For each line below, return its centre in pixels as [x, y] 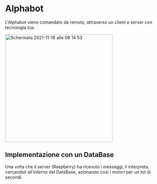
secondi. [14, 177]
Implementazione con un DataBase [60, 155]
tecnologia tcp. [20, 27]
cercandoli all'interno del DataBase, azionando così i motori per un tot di [78, 172]
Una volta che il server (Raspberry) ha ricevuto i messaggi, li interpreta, [77, 167]
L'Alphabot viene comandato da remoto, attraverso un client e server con [79, 22]
